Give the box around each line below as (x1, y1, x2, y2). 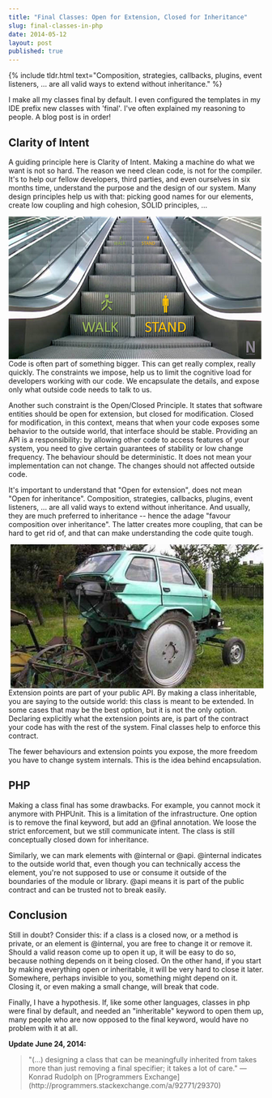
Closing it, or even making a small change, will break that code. (8, 981, 219, 991)
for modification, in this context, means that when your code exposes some (8, 418, 261, 427)
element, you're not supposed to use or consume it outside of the (8, 868, 227, 877)
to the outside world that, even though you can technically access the (8, 859, 241, 869)
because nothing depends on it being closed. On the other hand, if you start (8, 955, 261, 965)
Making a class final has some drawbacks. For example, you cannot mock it (8, 800, 261, 810)
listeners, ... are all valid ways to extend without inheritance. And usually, (8, 502, 251, 512)
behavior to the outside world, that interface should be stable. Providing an (8, 426, 257, 435)
